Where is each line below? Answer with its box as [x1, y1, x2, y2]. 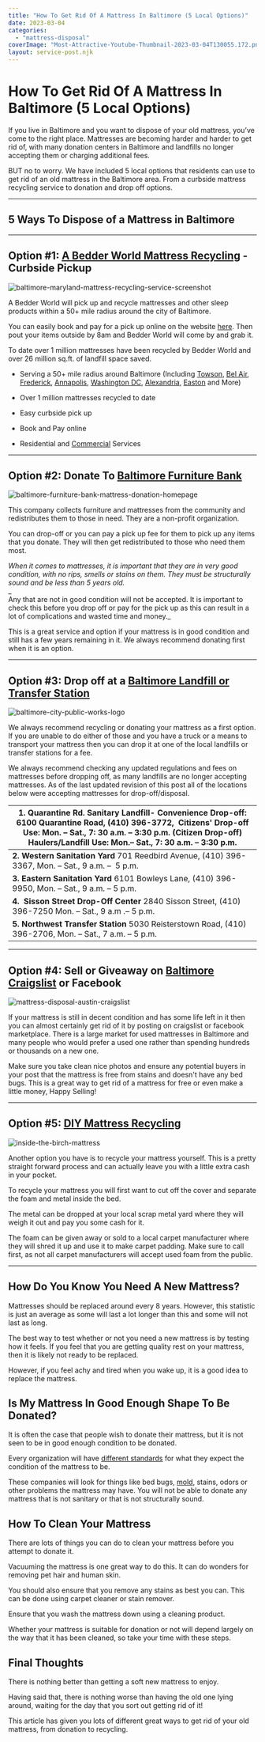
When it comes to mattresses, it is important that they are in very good [8, 561, 238, 570]
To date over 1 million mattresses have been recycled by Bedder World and [8, 345, 251, 354]
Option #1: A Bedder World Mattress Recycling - [8, 249, 248, 263]
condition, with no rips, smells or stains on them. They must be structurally [8, 570, 251, 579]
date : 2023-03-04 [8, 19, 65, 27]
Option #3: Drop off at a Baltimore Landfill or [8, 674, 230, 687]
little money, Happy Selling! [8, 1087, 97, 1096]
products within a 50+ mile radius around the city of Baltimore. [8, 306, 211, 316]
